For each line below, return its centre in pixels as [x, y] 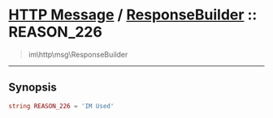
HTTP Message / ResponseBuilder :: [133, 15]
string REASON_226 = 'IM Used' [61, 106]
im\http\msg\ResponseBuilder [78, 54]
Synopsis [32, 88]
